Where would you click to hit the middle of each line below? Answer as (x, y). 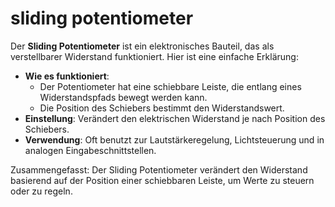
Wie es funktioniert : (67, 76)
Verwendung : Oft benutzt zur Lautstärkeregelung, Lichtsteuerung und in (174, 139)
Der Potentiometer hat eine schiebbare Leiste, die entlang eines (170, 86)
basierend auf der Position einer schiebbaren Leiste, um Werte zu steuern (162, 180)
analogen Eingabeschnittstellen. (90, 150)
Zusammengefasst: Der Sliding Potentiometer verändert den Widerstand (159, 169)
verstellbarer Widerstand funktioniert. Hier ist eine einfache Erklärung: (154, 56)
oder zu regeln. (41, 191)
